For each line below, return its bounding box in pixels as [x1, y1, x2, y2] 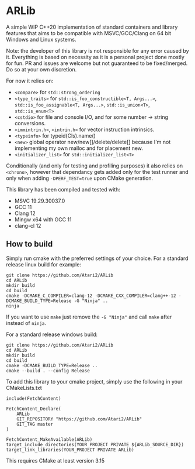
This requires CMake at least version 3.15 [6, 457, 105, 464]
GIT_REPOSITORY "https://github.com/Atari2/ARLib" [16, 416, 142, 422]
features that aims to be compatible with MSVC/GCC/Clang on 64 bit [6, 29, 171, 36]
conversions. [14, 119, 46, 126]
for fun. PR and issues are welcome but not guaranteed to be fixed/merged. [6, 60, 188, 67]
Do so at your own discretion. [6, 66, 77, 73]
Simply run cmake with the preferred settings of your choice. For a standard [6, 255, 189, 262]
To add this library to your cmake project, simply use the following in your [6, 378, 183, 385]
